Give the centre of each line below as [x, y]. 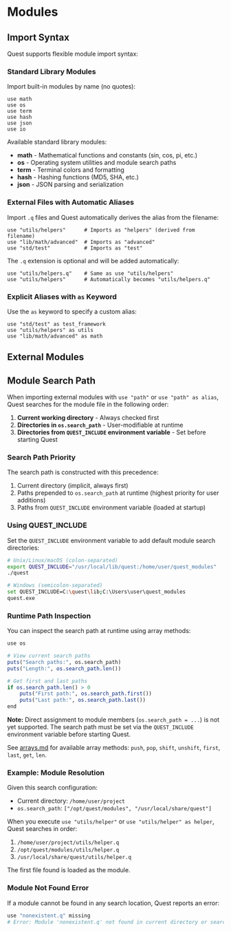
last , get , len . [27, 755]
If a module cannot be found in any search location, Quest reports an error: [113, 903]
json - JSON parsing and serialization [70, 185]
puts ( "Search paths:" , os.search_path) [64, 662]
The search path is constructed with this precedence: [83, 472]
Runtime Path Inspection [49, 616]
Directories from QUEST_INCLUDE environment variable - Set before [111, 432]
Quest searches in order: [42, 829]
